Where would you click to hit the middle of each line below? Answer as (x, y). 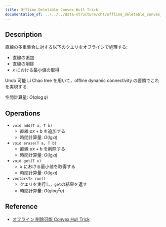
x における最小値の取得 (36, 70)
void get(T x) (27, 161)
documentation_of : (24, 14)
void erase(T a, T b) (34, 144)
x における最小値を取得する (47, 166)
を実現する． (18, 87)
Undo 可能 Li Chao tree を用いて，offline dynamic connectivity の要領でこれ (82, 80)
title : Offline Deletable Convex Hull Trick (52, 10)
